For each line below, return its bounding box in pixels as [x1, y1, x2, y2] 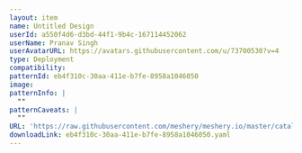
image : [9, 80, 34, 89]
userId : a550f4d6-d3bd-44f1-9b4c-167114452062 [9, 30, 187, 39]
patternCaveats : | [9, 105, 78, 114]
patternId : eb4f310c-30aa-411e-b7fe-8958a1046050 [9, 72, 200, 81]
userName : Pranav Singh [9, 38, 99, 48]
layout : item [9, 13, 58, 22]
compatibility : [9, 64, 67, 73]
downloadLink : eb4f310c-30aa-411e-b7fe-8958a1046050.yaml [9, 130, 231, 139]
